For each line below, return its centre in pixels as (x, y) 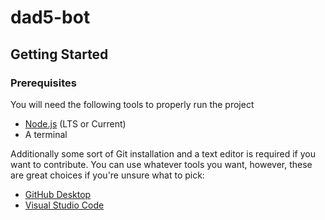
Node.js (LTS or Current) (75, 123)
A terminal (46, 134)
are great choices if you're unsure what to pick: (107, 175)
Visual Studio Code (64, 205)
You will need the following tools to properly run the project (132, 104)
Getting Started (59, 54)
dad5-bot (50, 17)
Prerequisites (43, 83)
